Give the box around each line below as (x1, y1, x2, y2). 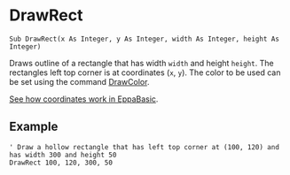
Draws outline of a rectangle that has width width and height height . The (9, 57, 274, 68)
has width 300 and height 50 (9, 150, 117, 159)
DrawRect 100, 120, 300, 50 (9, 158, 114, 167)
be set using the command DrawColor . (9, 76, 150, 87)
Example (9, 119, 59, 134)
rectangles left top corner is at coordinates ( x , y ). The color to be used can (9, 67, 281, 78)
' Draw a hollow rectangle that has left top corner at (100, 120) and (9, 142, 279, 151)
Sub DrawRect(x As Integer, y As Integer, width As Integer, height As (9, 34, 279, 43)
